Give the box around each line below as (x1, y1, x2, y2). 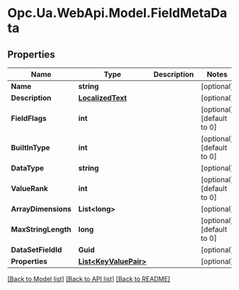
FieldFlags (11, 114, 47, 123)
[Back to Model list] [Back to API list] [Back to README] (7, 275, 171, 283)
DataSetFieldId (11, 245, 63, 254)
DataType (11, 163, 44, 173)
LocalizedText (78, 93, 127, 102)
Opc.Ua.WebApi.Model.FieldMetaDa (7, 5, 228, 21)
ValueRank (11, 183, 48, 193)
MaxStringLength (11, 225, 72, 234)
